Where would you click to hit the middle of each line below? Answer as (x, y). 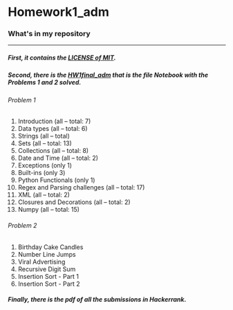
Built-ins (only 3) (41, 173)
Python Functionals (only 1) (56, 180)
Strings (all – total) (44, 136)
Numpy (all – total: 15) (49, 210)
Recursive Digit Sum (47, 269)
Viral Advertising (41, 262)
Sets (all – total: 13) (45, 143)
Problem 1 (22, 100)
